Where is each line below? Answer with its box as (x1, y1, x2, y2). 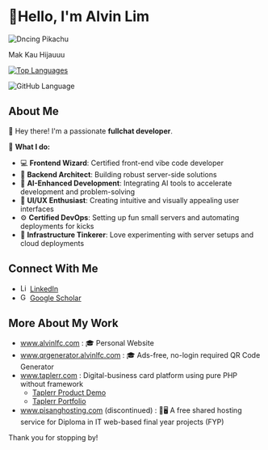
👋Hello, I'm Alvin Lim (8, 7, 150, 26)
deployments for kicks (19, 221, 94, 231)
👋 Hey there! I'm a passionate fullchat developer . (8, 125, 174, 136)
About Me (8, 104, 59, 118)
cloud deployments (19, 238, 85, 248)
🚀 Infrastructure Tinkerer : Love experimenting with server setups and (19, 230, 254, 240)
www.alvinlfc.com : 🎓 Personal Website (19, 338, 155, 348)
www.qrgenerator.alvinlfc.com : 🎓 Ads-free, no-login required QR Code (19, 350, 261, 360)
